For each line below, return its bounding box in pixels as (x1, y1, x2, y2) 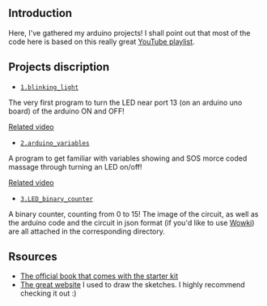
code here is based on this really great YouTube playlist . (8, 37, 196, 46)
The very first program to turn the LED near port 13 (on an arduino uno (8, 97, 243, 107)
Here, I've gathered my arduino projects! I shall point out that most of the (8, 28, 251, 37)
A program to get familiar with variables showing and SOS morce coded (8, 153, 248, 163)
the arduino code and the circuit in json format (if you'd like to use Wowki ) (8, 218, 255, 227)
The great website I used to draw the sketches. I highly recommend (19, 280, 245, 290)
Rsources (8, 250, 58, 264)
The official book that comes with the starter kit (19, 271, 179, 281)
